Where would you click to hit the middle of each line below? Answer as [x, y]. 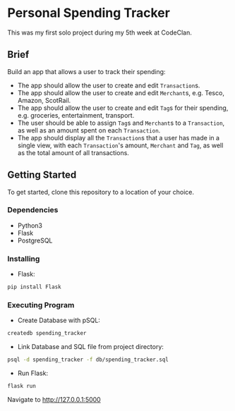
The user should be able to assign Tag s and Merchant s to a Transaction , [121, 123]
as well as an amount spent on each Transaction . [89, 130]
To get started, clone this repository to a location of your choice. [101, 192]
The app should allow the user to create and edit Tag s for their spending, [123, 108]
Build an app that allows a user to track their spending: [86, 71]
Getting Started [42, 175]
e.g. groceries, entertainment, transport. [76, 115]
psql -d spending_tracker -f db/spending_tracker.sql [88, 360]
